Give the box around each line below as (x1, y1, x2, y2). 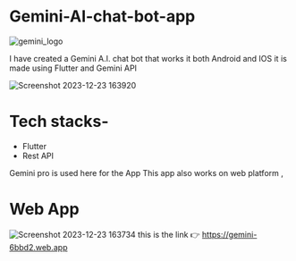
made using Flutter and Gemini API (9, 63, 137, 73)
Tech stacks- (9, 112, 109, 131)
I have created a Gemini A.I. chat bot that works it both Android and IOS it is (9, 53, 288, 63)
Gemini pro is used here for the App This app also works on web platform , (9, 167, 283, 178)
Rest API (21, 150, 55, 161)
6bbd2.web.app (9, 241, 68, 252)
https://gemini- (201, 229, 258, 240)
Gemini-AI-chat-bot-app (9, 6, 196, 27)
